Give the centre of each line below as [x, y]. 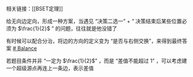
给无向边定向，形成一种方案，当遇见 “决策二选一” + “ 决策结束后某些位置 [94, 21]
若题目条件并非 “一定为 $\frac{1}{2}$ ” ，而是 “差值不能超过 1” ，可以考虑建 [96, 61]
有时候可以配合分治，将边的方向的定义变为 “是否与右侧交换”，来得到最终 [94, 41]
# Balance [25, 48]
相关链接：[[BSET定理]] [35, 9]
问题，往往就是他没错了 [89, 29]
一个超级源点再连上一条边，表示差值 [50, 68]
